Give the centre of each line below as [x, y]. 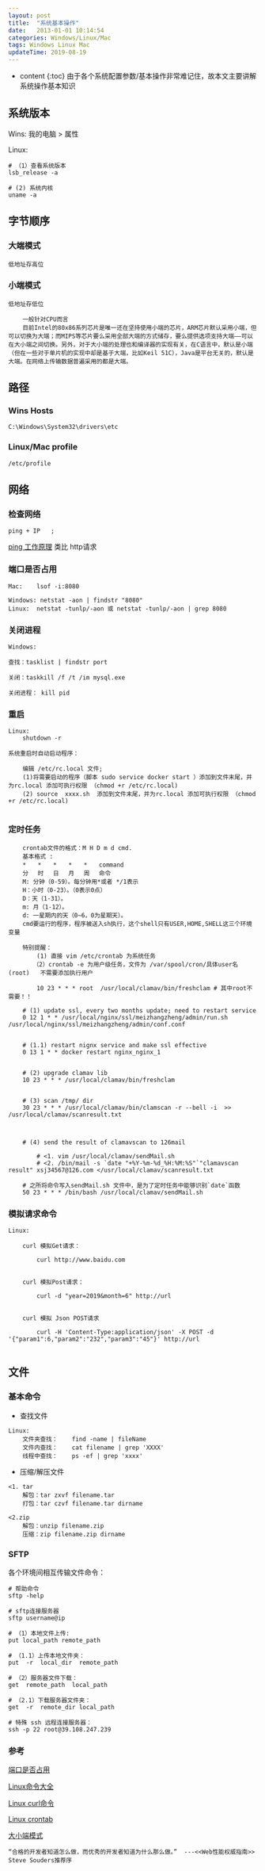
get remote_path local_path [58, 1685]
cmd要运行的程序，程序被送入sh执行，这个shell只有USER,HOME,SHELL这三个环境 [137, 924]
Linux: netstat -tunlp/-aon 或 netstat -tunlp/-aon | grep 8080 [117, 608]
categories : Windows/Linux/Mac [60, 38]
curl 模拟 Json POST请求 [61, 1318]
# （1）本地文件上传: [39, 1633]
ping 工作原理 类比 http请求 [53, 547]
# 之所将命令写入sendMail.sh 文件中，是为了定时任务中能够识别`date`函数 [132, 1185]
